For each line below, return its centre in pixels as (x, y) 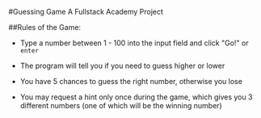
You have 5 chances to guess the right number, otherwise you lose (131, 81)
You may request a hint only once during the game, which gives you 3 (136, 97)
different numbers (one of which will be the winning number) (121, 105)
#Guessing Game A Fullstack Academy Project (86, 12)
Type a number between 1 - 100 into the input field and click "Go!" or (134, 43)
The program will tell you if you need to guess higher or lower (122, 65)
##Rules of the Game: (45, 27)
